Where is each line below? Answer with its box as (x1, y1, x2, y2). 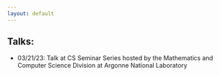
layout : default (7, 10, 54, 17)
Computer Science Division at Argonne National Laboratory (17, 61, 188, 70)
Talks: (7, 36, 35, 48)
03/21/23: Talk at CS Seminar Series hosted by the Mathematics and (17, 54, 214, 62)
